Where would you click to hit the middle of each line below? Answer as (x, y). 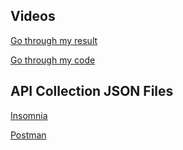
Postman (28, 135)
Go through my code (53, 60)
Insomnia (29, 115)
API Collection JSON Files (92, 91)
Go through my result (54, 40)
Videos (33, 16)
